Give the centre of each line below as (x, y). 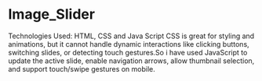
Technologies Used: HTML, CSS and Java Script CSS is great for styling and (131, 36)
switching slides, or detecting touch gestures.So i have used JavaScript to (128, 52)
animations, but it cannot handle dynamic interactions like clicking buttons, (129, 44)
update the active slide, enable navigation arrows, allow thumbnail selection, (131, 61)
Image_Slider (52, 14)
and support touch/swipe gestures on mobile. (82, 69)
